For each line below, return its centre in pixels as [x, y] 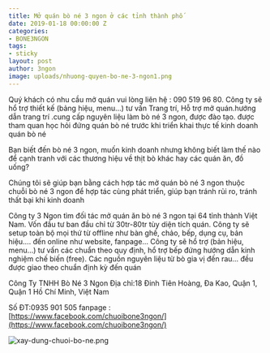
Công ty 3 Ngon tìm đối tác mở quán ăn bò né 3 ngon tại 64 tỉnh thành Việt [133, 215]
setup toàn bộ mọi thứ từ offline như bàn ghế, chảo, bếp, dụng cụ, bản [126, 233]
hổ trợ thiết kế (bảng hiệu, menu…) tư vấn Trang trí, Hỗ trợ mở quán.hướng [133, 108]
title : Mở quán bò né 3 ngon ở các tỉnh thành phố [96, 16]
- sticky [23, 54]
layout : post [30, 62]
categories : [28, 31]
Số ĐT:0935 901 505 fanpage [58, 307]
